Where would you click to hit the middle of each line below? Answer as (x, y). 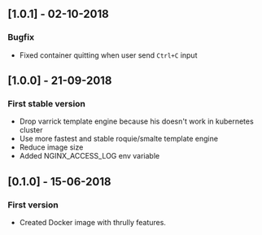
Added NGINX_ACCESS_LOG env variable (90, 156)
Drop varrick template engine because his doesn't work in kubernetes (136, 121)
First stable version (47, 104)
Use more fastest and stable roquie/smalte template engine (119, 139)
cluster (31, 130)
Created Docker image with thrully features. (92, 223)
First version (33, 205)
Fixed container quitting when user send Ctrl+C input (108, 55)
